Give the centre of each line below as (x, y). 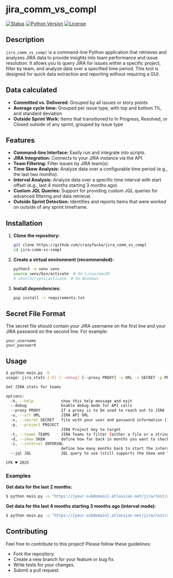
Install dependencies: (37, 288)
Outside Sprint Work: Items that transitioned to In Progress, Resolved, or (90, 118)
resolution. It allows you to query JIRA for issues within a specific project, (83, 63)
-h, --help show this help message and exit (71, 401)
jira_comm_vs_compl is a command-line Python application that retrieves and (86, 52)
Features (20, 140)
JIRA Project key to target (91, 429)
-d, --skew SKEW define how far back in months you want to (83, 439)
